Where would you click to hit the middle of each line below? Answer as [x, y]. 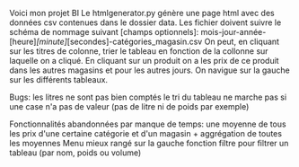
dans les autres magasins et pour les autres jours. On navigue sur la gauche [149, 70]
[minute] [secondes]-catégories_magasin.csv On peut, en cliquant [158, 41]
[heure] [23, 41]
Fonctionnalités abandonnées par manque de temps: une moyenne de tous [148, 124]
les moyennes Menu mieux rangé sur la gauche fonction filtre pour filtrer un [149, 143]
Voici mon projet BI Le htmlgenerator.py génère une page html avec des [142, 13]
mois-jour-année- [233, 32]
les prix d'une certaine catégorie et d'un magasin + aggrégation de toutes [146, 133]
